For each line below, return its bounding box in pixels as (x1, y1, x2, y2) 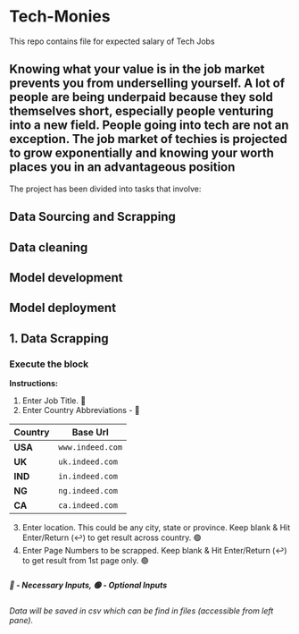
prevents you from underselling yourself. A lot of (9, 76, 286, 91)
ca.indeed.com (57, 501, 119, 511)
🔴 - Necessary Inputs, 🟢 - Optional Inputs (9, 579, 168, 590)
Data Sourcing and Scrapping (9, 209, 176, 224)
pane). (9, 614, 34, 625)
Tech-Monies (9, 6, 111, 27)
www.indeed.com (57, 443, 123, 452)
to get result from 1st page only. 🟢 (21, 555, 149, 565)
